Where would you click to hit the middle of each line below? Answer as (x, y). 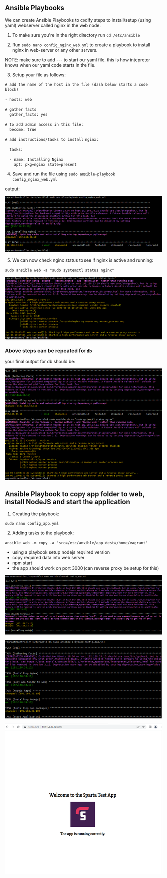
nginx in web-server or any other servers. (55, 50)
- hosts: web (19, 99)
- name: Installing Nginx (37, 159)
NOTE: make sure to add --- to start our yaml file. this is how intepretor (78, 60)
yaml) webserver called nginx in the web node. (53, 25)
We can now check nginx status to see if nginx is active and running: (83, 260)
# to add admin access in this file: (44, 124)
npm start (22, 563)
